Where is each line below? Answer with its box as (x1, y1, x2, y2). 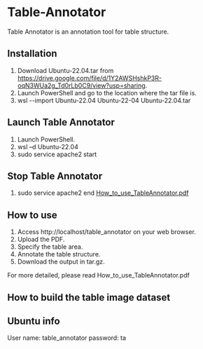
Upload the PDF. (17, 235, 65, 244)
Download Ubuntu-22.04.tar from (17, 66, 114, 74)
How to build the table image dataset (7, 292, 171, 303)
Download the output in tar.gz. (17, 257, 105, 266)
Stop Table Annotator (7, 170, 103, 182)
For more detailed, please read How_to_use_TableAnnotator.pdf (7, 271, 190, 280)
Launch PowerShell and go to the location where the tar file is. (17, 88, 197, 97)
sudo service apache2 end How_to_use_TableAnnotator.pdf (17, 189, 189, 197)
